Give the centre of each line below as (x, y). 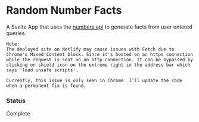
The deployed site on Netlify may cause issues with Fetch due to (90, 49)
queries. (16, 33)
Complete (18, 114)
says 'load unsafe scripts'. (42, 70)
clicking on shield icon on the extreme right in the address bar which (98, 65)
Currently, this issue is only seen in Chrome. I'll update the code (94, 80)
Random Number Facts (64, 10)
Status (16, 101)
